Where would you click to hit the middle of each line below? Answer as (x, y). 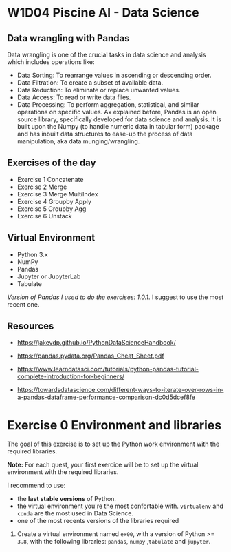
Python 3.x (32, 254)
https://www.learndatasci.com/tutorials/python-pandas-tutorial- (108, 369)
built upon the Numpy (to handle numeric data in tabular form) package (118, 126)
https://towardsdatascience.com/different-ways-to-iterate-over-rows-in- (120, 390)
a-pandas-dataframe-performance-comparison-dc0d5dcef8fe (106, 397)
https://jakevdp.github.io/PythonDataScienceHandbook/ (97, 343)
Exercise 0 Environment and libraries (114, 425)
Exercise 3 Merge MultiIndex (57, 194)
